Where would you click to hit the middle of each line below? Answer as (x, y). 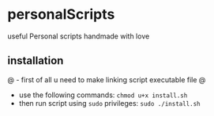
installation (36, 61)
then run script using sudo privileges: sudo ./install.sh (109, 103)
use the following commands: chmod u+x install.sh (103, 95)
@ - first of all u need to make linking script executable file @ (107, 79)
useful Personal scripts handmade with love (79, 36)
